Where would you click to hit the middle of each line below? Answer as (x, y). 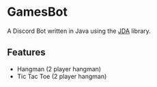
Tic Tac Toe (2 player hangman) (62, 76)
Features (26, 52)
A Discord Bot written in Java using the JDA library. (79, 31)
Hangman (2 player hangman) (59, 69)
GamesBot (38, 12)
